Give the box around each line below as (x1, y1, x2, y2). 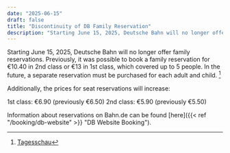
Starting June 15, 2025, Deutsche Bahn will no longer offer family (7, 48, 190, 56)
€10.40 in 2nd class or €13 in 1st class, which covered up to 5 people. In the (7, 62, 220, 71)
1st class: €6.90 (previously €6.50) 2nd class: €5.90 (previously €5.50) (7, 97, 207, 106)
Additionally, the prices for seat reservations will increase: (7, 84, 170, 93)
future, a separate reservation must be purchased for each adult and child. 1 (7, 70, 221, 79)
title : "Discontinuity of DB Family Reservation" (7, 23, 152, 30)
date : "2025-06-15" (7, 10, 63, 17)
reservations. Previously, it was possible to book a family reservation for (7, 56, 210, 64)
